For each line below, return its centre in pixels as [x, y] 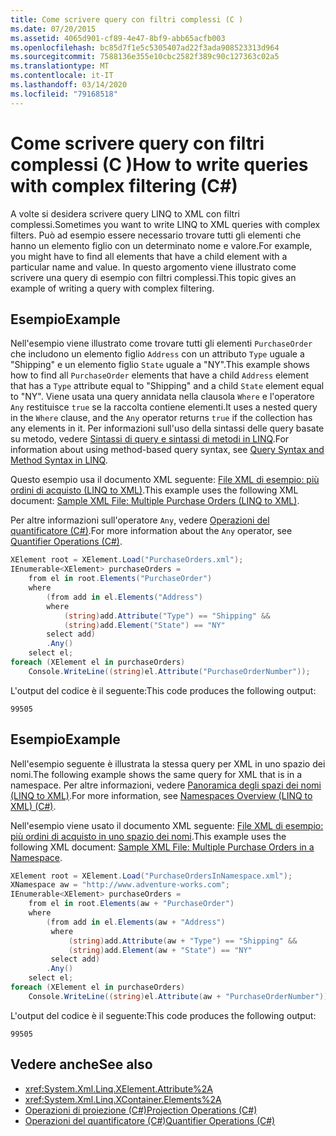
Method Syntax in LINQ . [59, 460]
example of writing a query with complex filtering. [112, 288]
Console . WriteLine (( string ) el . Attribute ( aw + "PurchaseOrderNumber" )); [180, 996]
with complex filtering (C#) [124, 185]
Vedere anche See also [81, 1064]
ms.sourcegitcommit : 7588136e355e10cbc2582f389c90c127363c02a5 [145, 57]
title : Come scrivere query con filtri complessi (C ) [127, 19]
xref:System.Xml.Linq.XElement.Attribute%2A [118, 1088]
